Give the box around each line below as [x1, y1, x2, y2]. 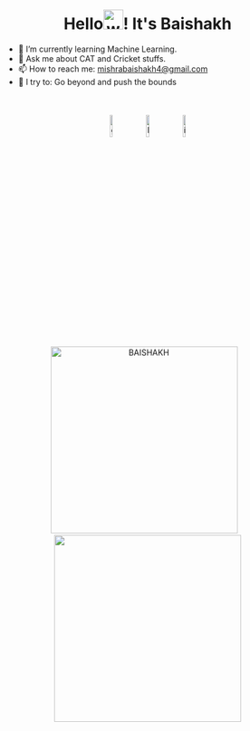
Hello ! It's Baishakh [62, 14, 233, 34]
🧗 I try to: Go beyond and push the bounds [17, 76, 177, 87]
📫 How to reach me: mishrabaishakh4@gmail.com [17, 63, 208, 74]
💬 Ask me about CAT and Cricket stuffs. [17, 53, 166, 63]
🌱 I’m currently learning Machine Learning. [17, 43, 178, 54]
